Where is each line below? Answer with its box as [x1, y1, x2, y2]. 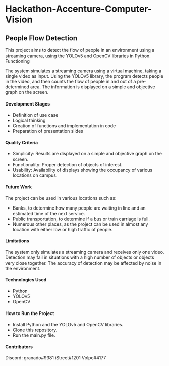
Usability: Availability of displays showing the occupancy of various [12, 167, 153, 173]
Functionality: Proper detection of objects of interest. [12, 162, 123, 168]
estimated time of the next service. [12, 210, 85, 216]
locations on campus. [12, 172, 58, 178]
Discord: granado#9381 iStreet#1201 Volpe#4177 [5, 355, 106, 361]
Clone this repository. [12, 327, 58, 333]
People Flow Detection [5, 34, 78, 42]
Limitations [5, 238, 29, 244]
